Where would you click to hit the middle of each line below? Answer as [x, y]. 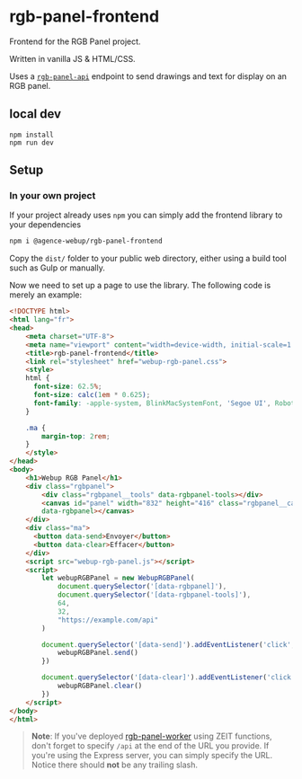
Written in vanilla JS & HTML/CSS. [73, 58]
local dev [35, 114]
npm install [31, 135]
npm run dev [31, 142]
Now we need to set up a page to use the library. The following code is [140, 286]
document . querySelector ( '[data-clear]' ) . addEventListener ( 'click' [169, 677]
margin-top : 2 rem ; [76, 436]
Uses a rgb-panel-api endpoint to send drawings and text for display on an [148, 76]
